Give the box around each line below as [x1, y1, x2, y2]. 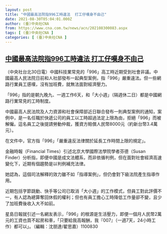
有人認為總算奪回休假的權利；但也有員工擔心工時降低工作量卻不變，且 [13, 194, 158, 200]
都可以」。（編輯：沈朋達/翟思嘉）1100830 [13, 223, 98, 229]
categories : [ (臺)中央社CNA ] [5, 35, 67, 40]
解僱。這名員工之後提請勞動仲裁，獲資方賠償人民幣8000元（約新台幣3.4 [5, 121, 154, 127]
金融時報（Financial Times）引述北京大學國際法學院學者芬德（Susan [5, 148, 146, 154]
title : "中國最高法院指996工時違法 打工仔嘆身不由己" [5, 12, 107, 17]
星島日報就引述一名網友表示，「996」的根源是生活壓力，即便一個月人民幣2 [5, 211, 158, 217]
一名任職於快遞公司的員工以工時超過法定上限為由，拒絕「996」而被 [22, 115, 162, 121]
